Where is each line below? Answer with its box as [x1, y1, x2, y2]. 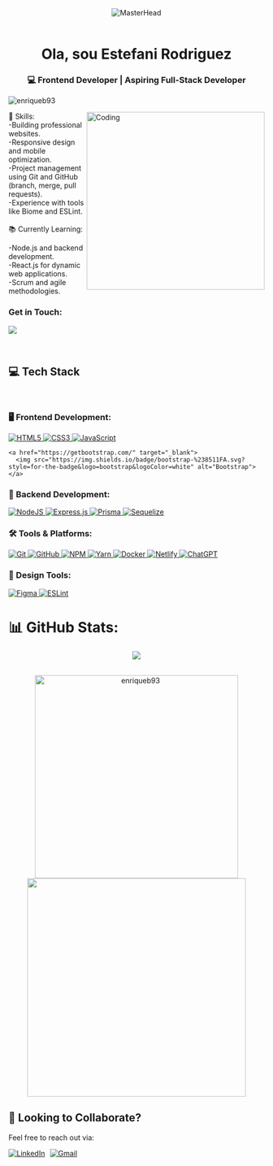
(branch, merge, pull [8, 180, 77, 190]
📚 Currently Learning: [8, 224, 84, 234]
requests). [8, 189, 43, 199]
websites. [8, 129, 41, 139]
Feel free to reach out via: [8, 1133, 95, 1142]
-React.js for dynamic [8, 260, 81, 271]
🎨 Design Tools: [8, 570, 71, 581]
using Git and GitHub [8, 172, 79, 182]
